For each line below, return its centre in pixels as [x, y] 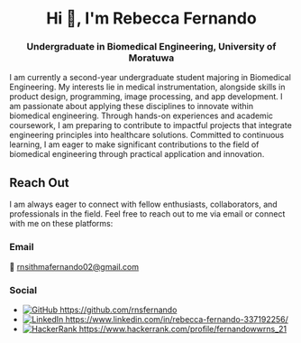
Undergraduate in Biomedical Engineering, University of [151, 47]
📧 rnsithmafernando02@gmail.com [74, 266]
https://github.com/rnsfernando [119, 310]
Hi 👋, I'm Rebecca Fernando [151, 19]
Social [23, 290]
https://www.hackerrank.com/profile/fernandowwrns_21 [183, 329]
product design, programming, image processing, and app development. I [146, 97]
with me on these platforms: [61, 224]
